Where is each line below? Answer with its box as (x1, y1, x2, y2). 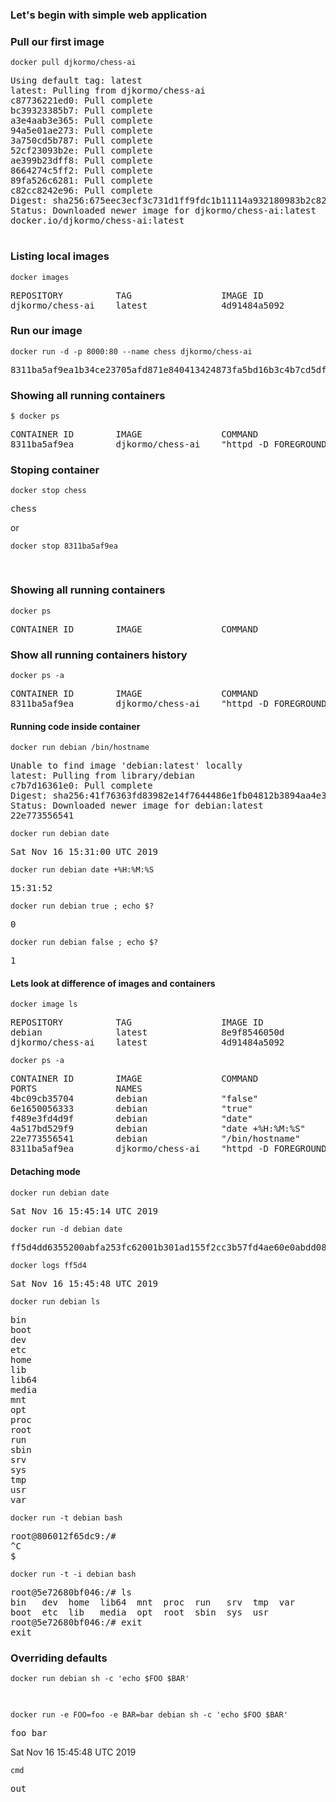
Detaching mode (10, 1166, 81, 1177)
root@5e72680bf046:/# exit (10, 1616, 143, 1628)
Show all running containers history (10, 648, 188, 662)
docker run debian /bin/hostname (10, 743, 150, 753)
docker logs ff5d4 (10, 1260, 87, 1270)
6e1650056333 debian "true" (10, 1103, 253, 1115)
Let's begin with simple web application (10, 8, 208, 22)
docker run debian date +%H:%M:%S (10, 865, 155, 875)
